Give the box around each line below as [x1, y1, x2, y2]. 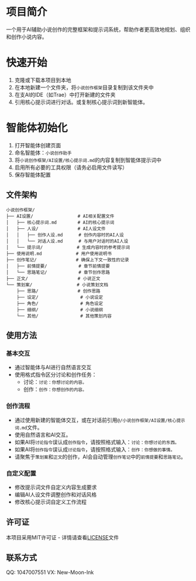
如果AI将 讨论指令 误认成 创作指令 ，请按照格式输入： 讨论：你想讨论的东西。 [14, 438, 180, 445]
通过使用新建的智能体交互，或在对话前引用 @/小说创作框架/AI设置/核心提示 [14, 416, 185, 423]
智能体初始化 [6, 121, 68, 135]
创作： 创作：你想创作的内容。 [23, 386, 87, 393]
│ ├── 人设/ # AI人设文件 [6, 225, 106, 232]
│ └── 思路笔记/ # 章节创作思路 [6, 269, 110, 275]
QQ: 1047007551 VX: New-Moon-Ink [6, 569, 94, 576]
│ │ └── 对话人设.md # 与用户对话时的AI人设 [6, 238, 129, 244]
